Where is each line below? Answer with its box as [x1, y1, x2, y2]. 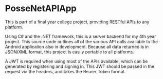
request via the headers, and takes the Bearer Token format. [5, 68, 126, 74]
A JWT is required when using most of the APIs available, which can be [5, 58, 148, 64]
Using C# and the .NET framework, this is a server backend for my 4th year [5, 33, 156, 39]
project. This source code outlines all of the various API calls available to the [5, 38, 158, 44]
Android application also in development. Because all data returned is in [5, 44, 149, 49]
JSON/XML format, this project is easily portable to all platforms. [5, 49, 135, 55]
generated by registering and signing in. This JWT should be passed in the [5, 63, 155, 69]
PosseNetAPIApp [5, 3, 77, 14]
